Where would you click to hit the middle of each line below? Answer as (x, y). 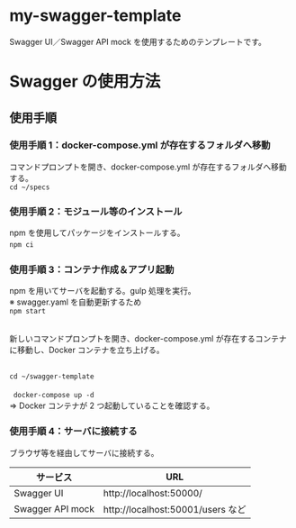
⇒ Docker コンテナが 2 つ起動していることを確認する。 (112, 405)
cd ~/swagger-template (52, 377)
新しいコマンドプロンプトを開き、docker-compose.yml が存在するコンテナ (148, 339)
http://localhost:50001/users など (175, 509)
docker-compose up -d (54, 396)
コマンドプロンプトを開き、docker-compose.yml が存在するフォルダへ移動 (148, 167)
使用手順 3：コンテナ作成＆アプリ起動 (92, 269)
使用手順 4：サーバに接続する (73, 432)
